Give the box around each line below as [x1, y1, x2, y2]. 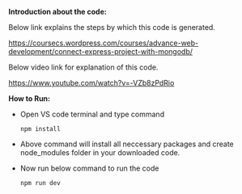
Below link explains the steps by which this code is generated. [8, 23, 216, 32]
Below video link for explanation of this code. [8, 62, 159, 72]
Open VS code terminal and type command [19, 109, 164, 119]
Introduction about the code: [8, 7, 107, 16]
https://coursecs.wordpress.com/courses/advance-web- [8, 38, 199, 48]
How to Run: [8, 94, 51, 103]
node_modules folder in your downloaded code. [19, 148, 180, 157]
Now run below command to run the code [19, 163, 159, 173]
